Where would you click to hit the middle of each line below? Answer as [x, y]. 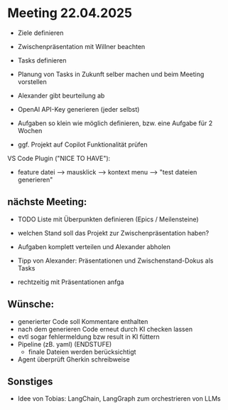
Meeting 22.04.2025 [70, 13]
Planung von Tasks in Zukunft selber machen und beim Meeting [111, 74]
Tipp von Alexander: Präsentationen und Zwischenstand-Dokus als [115, 261]
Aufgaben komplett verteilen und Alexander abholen [94, 246]
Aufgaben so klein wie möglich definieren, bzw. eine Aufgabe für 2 [115, 123]
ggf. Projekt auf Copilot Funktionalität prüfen [82, 144]
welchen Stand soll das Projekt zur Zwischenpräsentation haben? [113, 233]
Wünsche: [31, 304]
